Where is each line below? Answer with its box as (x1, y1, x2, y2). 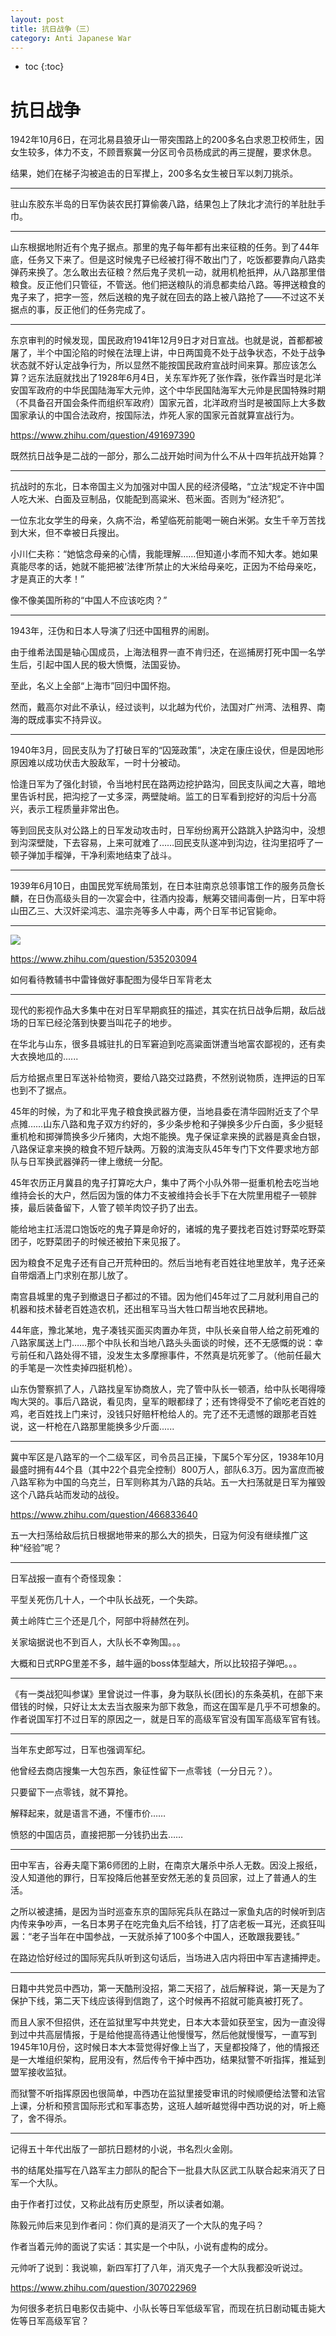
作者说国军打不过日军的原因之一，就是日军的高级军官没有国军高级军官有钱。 (10, 1713, 326, 1725)
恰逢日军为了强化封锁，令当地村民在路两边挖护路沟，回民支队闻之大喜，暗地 (10, 778, 326, 790)
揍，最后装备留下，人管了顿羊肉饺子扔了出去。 (10, 1202, 203, 1214)
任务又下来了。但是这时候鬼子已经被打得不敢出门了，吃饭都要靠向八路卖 (27, 254, 326, 266)
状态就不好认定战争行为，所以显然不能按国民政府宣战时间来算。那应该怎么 (10, 359, 317, 371)
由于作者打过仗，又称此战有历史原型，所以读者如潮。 (10, 2198, 230, 2210)
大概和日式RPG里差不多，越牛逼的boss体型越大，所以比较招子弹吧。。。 (10, 1657, 303, 1670)
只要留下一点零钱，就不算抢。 (10, 1786, 133, 1798)
